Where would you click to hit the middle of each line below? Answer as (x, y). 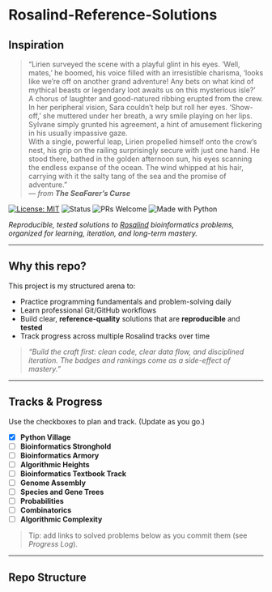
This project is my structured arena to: (72, 286)
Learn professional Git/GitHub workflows (88, 310)
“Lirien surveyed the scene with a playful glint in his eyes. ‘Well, (134, 64)
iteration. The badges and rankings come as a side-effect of (129, 360)
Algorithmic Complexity (61, 519)
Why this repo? (47, 266)
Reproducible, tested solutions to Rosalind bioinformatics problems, (121, 225)
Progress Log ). (53, 544)
